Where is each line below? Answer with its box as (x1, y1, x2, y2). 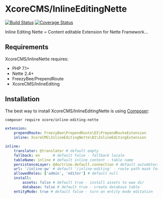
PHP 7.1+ (12, 65, 30, 71)
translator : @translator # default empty (14, 148, 98, 153)
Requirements (5, 43, 49, 52)
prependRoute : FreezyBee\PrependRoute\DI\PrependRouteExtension (14, 130, 147, 136)
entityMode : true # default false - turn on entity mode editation (14, 189, 153, 194)
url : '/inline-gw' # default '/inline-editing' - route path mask (14, 166, 151, 171)
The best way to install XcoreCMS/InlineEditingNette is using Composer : (5, 108, 149, 114)
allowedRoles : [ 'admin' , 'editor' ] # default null (14, 171, 118, 176)
